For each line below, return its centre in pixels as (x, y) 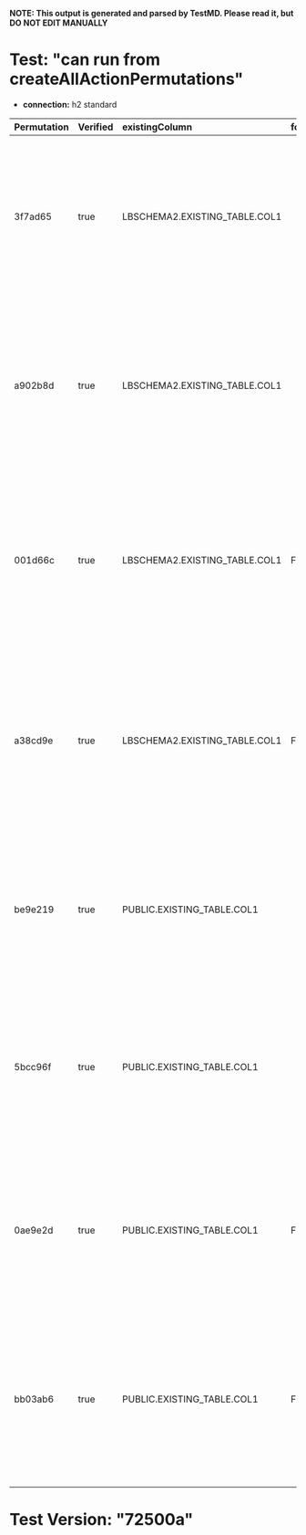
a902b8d (34, 385)
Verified (96, 127)
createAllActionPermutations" (127, 79)
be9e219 (34, 909)
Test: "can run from (85, 60)
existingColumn (158, 127)
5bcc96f (33, 1067)
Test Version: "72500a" (102, 1520)
